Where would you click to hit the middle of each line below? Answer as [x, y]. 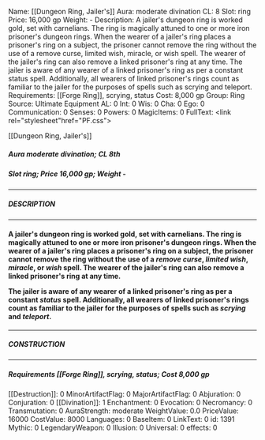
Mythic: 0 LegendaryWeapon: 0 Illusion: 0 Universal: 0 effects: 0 [113, 428]
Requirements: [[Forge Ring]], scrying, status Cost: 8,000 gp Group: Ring [127, 95]
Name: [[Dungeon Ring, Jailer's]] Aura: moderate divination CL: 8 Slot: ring [129, 11]
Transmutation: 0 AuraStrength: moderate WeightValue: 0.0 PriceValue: [123, 411]
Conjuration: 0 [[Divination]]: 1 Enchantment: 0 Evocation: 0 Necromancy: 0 [131, 403]
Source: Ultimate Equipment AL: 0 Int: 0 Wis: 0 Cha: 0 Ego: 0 [106, 103]
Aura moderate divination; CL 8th [64, 154]
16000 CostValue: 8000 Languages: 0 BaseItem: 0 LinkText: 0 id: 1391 [121, 419]
